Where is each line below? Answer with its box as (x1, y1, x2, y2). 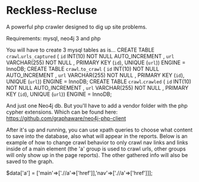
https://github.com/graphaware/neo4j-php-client (6, 114, 127, 122)
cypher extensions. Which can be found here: (6, 108, 118, 115)
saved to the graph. (6, 158, 54, 165)
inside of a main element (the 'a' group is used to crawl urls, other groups (6, 145, 186, 152)
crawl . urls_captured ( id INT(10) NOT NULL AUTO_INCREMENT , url (6, 52, 175, 59)
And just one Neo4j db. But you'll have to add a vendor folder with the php (6, 102, 188, 109)
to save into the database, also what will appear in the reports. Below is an (6, 132, 188, 140)
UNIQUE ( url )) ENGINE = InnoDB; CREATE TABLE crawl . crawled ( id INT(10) (6, 78, 192, 85)
